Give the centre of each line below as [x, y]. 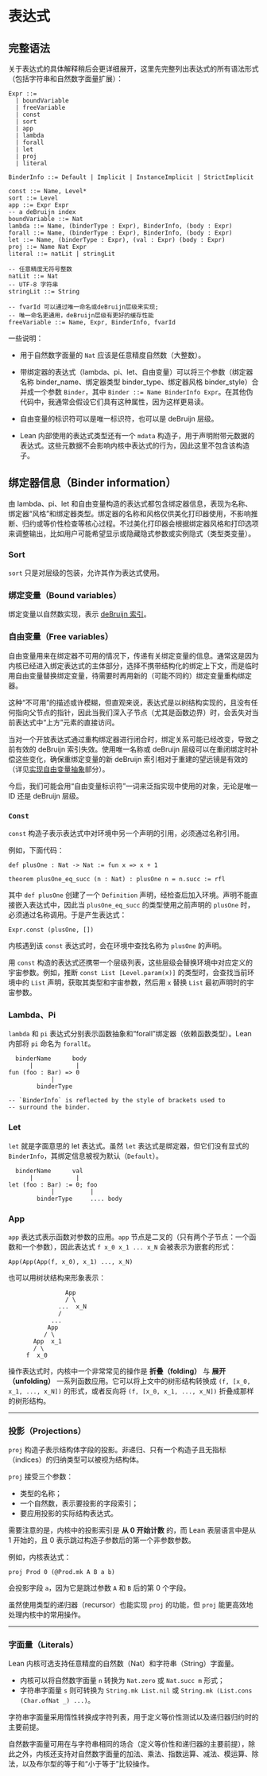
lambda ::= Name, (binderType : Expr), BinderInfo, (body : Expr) [120, 226]
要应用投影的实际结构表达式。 [68, 1514]
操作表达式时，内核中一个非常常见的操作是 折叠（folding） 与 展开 [117, 1371]
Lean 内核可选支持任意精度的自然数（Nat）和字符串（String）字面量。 [123, 1664]
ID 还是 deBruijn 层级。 [46, 795]
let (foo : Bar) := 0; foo [53, 1185]
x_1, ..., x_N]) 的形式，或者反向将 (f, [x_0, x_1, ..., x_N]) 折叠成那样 [131, 1391]
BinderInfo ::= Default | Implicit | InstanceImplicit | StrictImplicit [131, 177]
